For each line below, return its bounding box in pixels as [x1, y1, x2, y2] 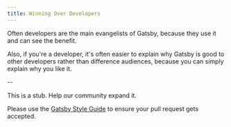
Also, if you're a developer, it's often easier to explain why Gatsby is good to [7, 50, 225, 58]
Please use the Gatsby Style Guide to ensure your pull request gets [7, 104, 199, 113]
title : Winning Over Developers [7, 10, 101, 17]
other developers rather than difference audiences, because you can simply [7, 57, 224, 66]
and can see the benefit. [7, 36, 77, 45]
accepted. [7, 112, 36, 120]
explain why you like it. [7, 64, 72, 72]
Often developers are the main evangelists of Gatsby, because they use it [7, 29, 216, 37]
